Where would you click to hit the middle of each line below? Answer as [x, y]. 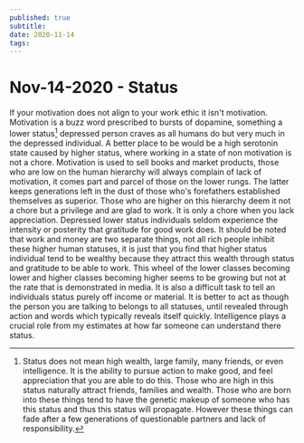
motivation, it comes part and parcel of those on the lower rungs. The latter [149, 181]
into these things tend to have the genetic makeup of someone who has [156, 400]
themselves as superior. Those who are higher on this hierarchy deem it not [150, 201]
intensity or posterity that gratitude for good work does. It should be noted [148, 229]
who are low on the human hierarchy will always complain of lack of [136, 172]
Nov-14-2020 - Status [94, 88]
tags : [19, 43]
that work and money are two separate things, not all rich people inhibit [142, 239]
